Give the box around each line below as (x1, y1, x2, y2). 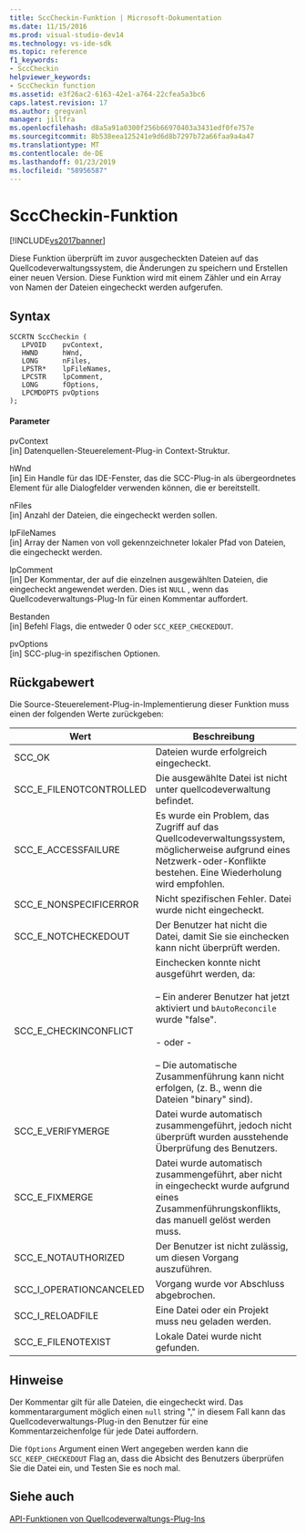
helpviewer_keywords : (9, 73, 92, 82)
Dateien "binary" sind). (155, 1093, 253, 1106)
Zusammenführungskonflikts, (155, 1202, 281, 1215)
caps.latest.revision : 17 (9, 98, 107, 108)
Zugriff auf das (155, 821, 219, 834)
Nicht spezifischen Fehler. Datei (155, 892, 291, 905)
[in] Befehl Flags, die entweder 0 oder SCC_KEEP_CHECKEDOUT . (9, 621, 234, 632)
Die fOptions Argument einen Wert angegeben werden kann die (9, 1443, 249, 1454)
